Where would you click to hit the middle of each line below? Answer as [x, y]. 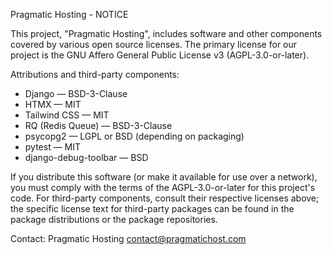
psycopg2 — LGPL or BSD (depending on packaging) [134, 136]
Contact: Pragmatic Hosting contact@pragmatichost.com [128, 238]
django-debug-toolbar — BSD [86, 157]
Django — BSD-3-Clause [76, 93]
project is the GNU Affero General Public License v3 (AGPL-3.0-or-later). [160, 55]
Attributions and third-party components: [95, 74]
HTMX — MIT [53, 104]
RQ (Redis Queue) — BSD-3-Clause [98, 125]
